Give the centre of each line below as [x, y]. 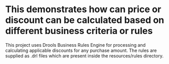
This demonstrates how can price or [83, 9]
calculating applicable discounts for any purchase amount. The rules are [81, 50]
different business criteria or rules [79, 31]
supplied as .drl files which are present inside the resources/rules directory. [84, 56]
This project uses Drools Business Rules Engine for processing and [76, 45]
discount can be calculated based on [85, 20]
